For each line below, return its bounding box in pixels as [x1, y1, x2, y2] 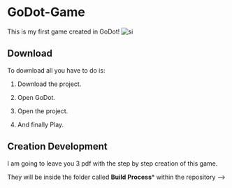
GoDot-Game [7, 4, 85, 20]
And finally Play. [17, 120, 64, 129]
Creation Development [7, 140, 108, 152]
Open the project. [17, 106, 68, 115]
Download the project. [17, 80, 82, 88]
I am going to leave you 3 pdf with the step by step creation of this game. [7, 159, 218, 168]
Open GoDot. [17, 93, 56, 101]
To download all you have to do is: [7, 66, 106, 74]
